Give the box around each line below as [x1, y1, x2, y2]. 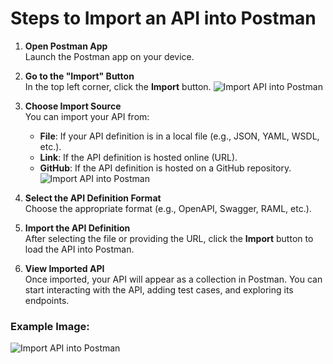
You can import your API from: [24, 110, 150, 122]
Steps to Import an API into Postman [10, 7, 317, 30]
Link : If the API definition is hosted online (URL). [39, 151, 238, 163]
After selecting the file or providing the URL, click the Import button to [24, 232, 314, 244]
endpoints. [24, 294, 70, 306]
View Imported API [24, 262, 105, 274]
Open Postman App [24, 40, 108, 52]
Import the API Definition [24, 222, 131, 234]
